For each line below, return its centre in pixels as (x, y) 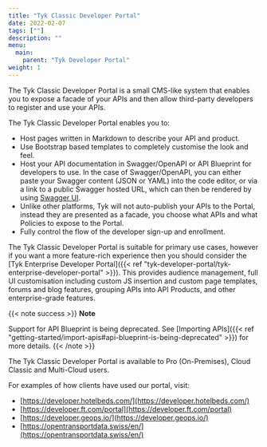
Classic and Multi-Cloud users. (59, 370)
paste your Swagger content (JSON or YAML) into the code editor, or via (138, 180)
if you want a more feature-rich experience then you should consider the (128, 255)
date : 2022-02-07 (37, 23)
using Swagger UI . (50, 197)
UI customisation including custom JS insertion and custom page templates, (133, 281)
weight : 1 (25, 68)
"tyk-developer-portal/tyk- (187, 263)
